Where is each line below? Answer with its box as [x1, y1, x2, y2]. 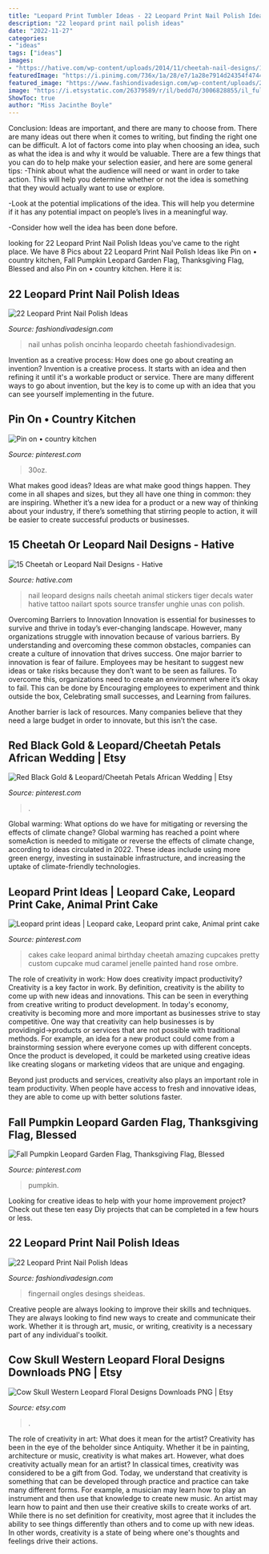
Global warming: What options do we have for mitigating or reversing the [8, 819, 248, 829]
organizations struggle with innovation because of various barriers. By [8, 631, 240, 641]
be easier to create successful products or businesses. [8, 515, 190, 524]
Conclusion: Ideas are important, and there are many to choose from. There [8, 124, 258, 133]
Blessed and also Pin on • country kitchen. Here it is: [8, 264, 183, 274]
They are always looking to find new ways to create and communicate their [8, 1312, 256, 1322]
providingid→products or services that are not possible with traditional [8, 1026, 240, 1035]
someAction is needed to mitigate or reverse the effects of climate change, [8, 836, 255, 846]
